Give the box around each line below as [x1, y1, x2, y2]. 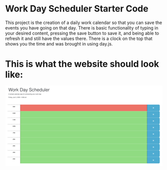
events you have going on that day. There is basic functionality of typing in [5, 24, 159, 30]
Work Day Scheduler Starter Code [5, 3, 149, 14]
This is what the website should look [5, 58, 160, 70]
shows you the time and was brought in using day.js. [5, 40, 113, 46]
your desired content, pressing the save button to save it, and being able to [5, 30, 160, 36]
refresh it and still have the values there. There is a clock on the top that [5, 35, 153, 41]
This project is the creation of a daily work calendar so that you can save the [5, 19, 163, 25]
